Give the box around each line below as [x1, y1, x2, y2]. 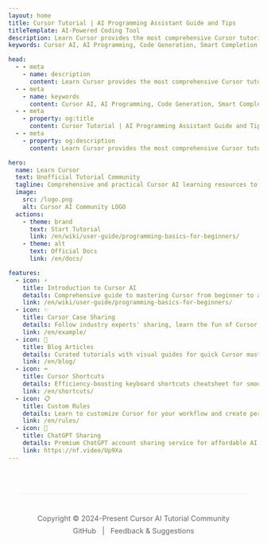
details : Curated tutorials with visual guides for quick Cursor [22, 351, 244, 359]
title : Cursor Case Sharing [22, 313, 115, 322]
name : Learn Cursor [15, 166, 80, 174]
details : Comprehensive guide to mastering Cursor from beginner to [22, 291, 254, 299]
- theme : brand [22, 218, 73, 226]
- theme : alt [22, 240, 66, 248]
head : [8, 56, 26, 64]
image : [15, 188, 37, 196]
